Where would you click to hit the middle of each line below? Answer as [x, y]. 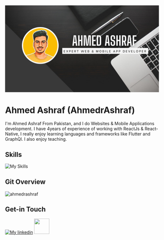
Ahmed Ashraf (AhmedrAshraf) [70, 110]
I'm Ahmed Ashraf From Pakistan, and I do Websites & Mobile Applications [80, 124]
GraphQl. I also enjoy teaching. [36, 139]
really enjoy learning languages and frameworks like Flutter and [86, 134]
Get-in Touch [25, 209]
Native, [12, 134]
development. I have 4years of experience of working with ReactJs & [74, 129]
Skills [13, 154]
